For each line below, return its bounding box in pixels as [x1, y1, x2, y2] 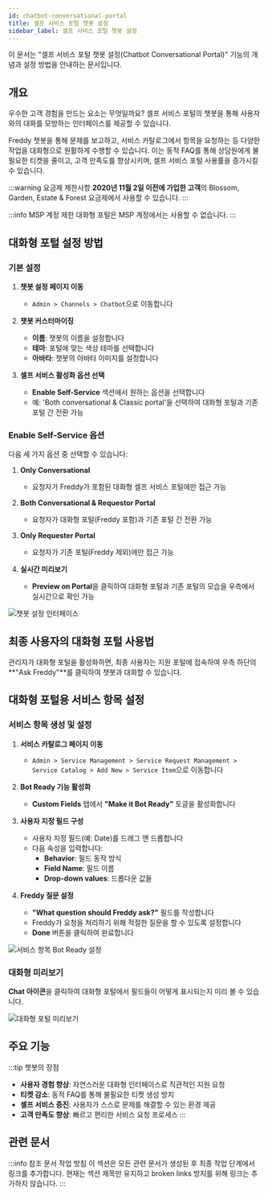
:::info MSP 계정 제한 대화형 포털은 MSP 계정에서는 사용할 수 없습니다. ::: [8, 210, 237, 220]
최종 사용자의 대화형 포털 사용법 [8, 635, 155, 648]
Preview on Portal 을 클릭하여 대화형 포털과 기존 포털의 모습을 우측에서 [31, 582, 255, 591]
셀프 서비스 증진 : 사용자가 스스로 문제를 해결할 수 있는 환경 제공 [19, 1099, 217, 1109]
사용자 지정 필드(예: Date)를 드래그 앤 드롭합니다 [31, 833, 183, 843]
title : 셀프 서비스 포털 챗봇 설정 [8, 19, 109, 27]
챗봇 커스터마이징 [19, 315, 75, 326]
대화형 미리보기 [8, 967, 64, 978]
